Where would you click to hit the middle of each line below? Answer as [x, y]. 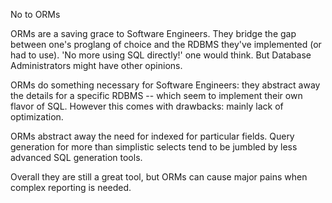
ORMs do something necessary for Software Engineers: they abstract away [165, 85]
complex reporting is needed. [71, 187]
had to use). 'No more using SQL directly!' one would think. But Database [161, 55]
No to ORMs [35, 14]
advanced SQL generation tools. [76, 157]
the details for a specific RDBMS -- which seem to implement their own [156, 95]
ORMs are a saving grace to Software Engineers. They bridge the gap [153, 33]
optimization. [37, 117]
